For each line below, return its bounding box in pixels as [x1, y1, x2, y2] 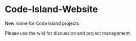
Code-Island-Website [5, 4, 98, 15]
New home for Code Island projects [5, 20, 79, 26]
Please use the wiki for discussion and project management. [5, 30, 131, 36]
